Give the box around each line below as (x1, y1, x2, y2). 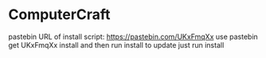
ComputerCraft (8, 6, 111, 24)
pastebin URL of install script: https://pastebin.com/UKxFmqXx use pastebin (8, 32, 259, 41)
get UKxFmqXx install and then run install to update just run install (8, 40, 225, 49)
